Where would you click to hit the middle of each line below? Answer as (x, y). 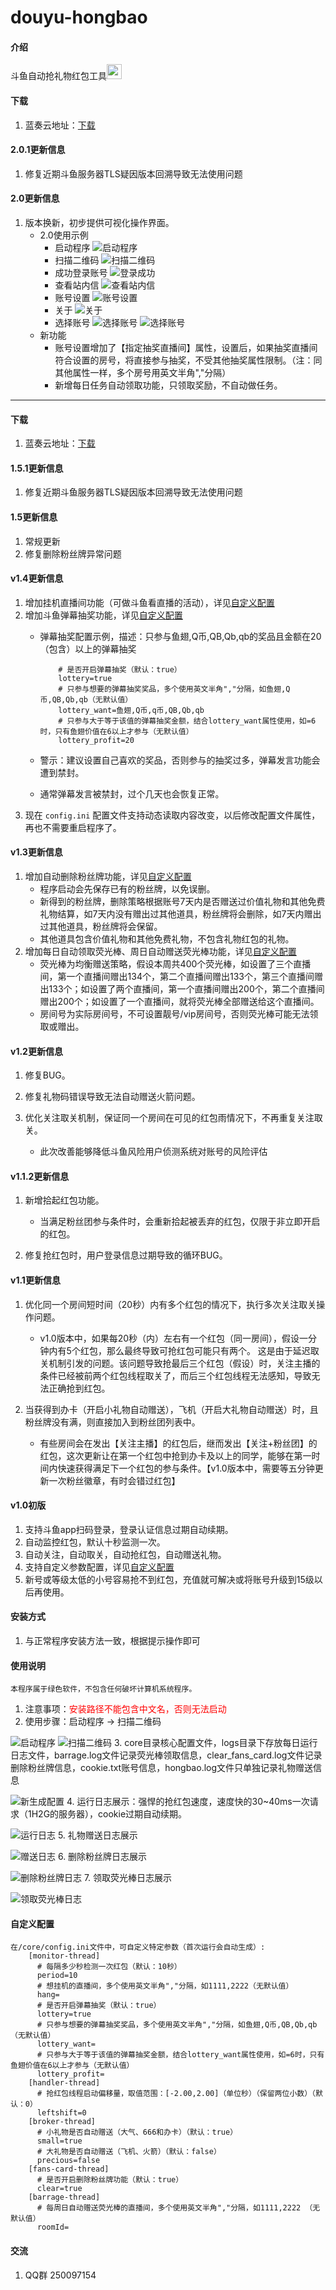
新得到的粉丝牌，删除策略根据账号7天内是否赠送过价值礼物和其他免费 (182, 902)
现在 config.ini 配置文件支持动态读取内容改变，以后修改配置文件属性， (172, 815)
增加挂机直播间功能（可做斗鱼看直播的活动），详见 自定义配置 (149, 602)
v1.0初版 (28, 1505)
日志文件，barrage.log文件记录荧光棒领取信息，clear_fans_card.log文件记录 (166, 1755)
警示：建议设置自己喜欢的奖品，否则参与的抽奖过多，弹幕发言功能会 (180, 760)
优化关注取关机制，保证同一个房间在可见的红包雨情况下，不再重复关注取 (173, 1118)
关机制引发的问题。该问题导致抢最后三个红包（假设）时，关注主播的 (180, 1363)
